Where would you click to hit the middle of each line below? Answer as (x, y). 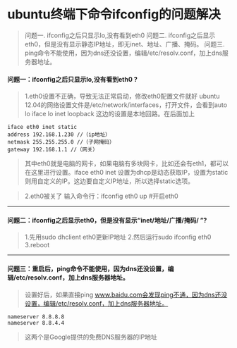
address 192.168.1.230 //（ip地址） (59, 135)
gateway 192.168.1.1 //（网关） (53, 150)
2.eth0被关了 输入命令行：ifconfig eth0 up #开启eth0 (101, 196)
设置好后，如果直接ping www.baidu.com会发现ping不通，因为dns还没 (126, 294)
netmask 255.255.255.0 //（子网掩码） (61, 142)
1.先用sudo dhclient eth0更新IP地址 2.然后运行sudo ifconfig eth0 (118, 237)
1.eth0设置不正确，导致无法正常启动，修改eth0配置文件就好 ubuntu (122, 97)
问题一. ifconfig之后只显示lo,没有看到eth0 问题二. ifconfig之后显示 (120, 35)
